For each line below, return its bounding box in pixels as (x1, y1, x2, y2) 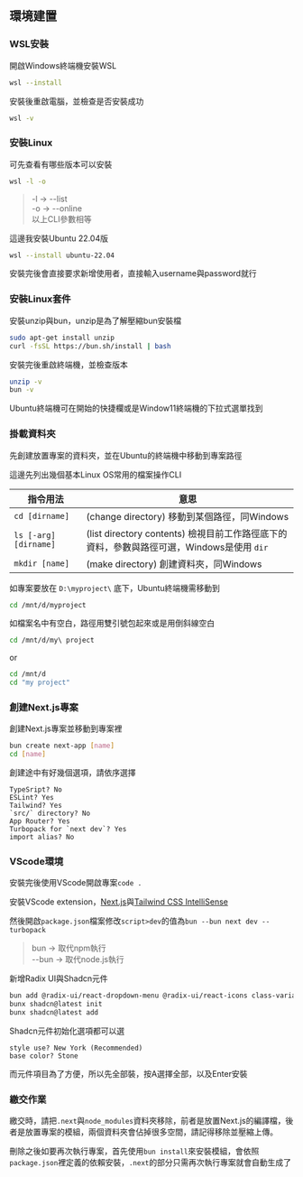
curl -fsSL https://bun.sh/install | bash (9, 341, 171, 350)
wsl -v (9, 114, 34, 123)
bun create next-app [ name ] (9, 741, 115, 751)
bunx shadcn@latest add (9, 1008, 99, 1017)
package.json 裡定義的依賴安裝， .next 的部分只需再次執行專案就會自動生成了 (9, 1157, 291, 1168)
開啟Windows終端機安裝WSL (9, 60, 117, 70)
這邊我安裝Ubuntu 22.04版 (9, 233, 108, 244)
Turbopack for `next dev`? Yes (9, 825, 127, 834)
